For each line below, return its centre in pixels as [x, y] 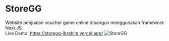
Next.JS [13, 27]
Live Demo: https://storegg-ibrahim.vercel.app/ [54, 33]
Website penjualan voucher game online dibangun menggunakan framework [84, 22]
